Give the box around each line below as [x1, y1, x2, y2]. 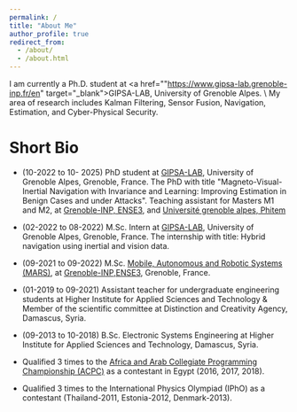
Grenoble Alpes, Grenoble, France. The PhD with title [21, 176, 215, 187]
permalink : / [9, 12, 58, 22]
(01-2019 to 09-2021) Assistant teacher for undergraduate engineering [21, 284, 280, 295]
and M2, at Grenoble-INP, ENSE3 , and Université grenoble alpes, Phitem [21, 205, 286, 215]
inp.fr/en [9, 88, 41, 98]
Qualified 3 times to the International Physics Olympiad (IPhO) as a [21, 383, 266, 393]
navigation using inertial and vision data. [21, 240, 170, 251]
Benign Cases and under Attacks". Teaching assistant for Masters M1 [21, 195, 275, 206]
